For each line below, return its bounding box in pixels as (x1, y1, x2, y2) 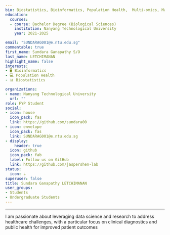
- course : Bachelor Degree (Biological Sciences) (10, 21, 116, 27)
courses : (10, 17, 28, 22)
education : (5, 12, 28, 17)
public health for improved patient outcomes (5, 224, 98, 230)
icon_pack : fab (10, 153, 42, 158)
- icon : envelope (5, 124, 42, 129)
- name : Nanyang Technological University (5, 91, 96, 97)
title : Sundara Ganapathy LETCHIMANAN (5, 180, 87, 186)
